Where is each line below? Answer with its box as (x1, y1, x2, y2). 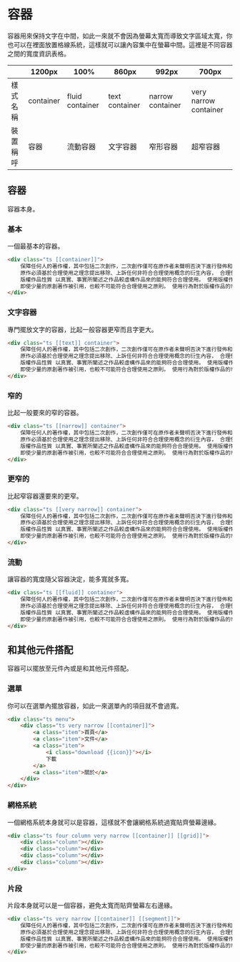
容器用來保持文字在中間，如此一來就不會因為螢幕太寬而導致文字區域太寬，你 (7, 31, 233, 40)
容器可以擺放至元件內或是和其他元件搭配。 (7, 664, 133, 673)
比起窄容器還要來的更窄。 (7, 491, 83, 500)
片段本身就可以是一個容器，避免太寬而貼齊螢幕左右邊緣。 (7, 901, 176, 910)
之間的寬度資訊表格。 (7, 49, 70, 58)
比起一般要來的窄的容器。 (7, 409, 83, 417)
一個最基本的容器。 (7, 242, 64, 251)
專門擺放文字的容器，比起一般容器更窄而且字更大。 (7, 325, 158, 334)
